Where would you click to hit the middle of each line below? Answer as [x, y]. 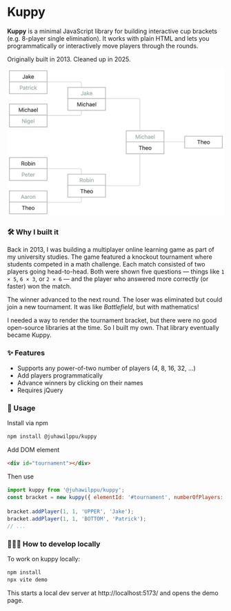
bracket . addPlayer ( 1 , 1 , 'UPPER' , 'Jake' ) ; [71, 512]
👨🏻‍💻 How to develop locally [54, 544]
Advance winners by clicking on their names [80, 382]
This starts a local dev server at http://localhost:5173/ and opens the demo [113, 593]
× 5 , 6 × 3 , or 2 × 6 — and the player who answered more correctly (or [108, 279]
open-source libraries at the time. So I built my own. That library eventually [113, 328]
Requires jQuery [40, 390]
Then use [21, 476]
